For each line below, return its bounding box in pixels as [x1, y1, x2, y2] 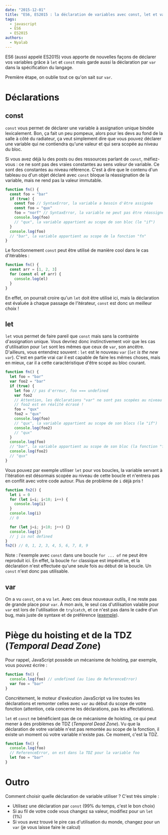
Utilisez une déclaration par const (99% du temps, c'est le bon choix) [12, 803, 155, 809]
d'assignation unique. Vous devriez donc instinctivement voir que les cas [5, 339, 155, 345]
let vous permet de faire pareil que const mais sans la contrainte [5, 333, 139, 339]
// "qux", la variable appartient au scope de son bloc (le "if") [14, 219, 155, 225]
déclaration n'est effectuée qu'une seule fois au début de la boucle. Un [5, 563, 151, 569]
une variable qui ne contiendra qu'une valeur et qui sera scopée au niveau [5, 141, 158, 147]
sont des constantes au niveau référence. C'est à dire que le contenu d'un [5, 166, 158, 173]
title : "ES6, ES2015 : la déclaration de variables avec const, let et [5, 12, 157, 17]
